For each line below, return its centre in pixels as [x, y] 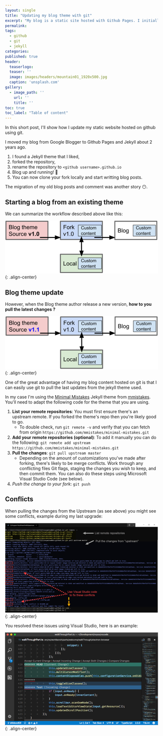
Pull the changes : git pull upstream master [57, 453]
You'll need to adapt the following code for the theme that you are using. [77, 402]
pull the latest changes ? [30, 309]
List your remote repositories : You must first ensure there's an [75, 411]
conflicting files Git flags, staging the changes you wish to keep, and [88, 468]
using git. [14, 133]
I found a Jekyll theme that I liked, [46, 157]
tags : [10, 31]
